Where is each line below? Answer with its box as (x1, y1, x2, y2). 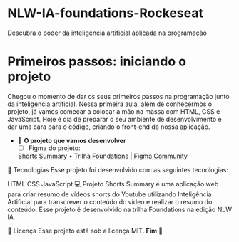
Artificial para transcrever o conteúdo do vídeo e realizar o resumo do (7, 197, 213, 206)
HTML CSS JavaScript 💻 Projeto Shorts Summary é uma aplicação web (7, 179, 219, 188)
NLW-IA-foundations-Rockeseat (7, 5, 203, 21)
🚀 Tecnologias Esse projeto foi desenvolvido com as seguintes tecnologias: (7, 165, 229, 174)
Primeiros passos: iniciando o (7, 53, 187, 70)
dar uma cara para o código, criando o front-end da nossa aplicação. (7, 122, 210, 131)
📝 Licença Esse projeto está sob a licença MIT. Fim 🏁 (7, 226, 163, 235)
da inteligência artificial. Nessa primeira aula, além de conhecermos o (7, 100, 213, 108)
